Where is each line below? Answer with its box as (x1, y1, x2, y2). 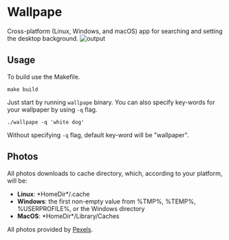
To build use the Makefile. (7, 72, 80, 81)
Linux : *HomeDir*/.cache (17, 190, 91, 198)
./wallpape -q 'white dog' (7, 119, 85, 126)
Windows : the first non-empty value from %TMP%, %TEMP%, (17, 197, 196, 206)
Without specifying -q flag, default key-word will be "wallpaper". (7, 130, 189, 139)
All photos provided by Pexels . (7, 225, 94, 233)
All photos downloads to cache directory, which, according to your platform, (7, 169, 223, 177)
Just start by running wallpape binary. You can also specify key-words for (7, 98, 215, 106)
